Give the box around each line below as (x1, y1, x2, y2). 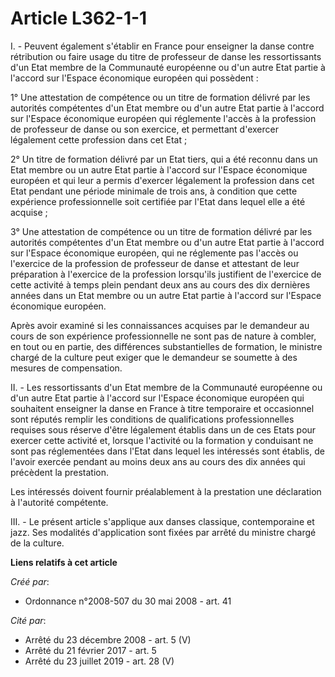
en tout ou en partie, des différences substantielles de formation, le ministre (10, 340, 323, 352)
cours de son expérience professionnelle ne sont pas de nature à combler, (10, 330, 317, 342)
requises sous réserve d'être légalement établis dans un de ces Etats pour (10, 423, 317, 436)
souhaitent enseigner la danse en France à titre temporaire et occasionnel (10, 402, 315, 414)
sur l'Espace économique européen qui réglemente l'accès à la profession (10, 112, 317, 124)
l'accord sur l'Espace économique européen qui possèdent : (10, 72, 259, 84)
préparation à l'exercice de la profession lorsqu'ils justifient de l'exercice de (10, 268, 322, 280)
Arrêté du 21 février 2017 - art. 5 (24, 644, 157, 656)
